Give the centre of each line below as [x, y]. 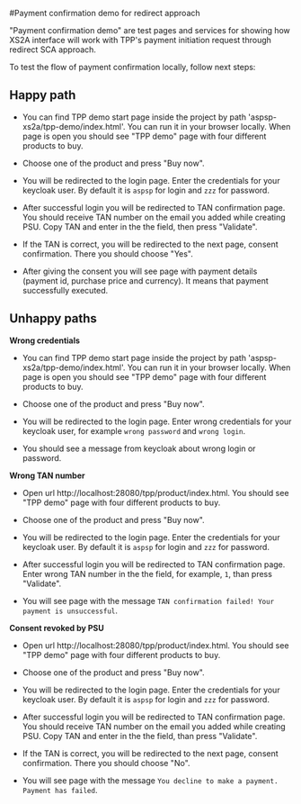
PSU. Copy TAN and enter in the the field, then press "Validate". [140, 226]
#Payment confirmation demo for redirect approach [105, 13]
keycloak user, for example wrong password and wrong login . [133, 430]
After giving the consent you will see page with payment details [140, 271]
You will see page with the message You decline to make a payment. [150, 780]
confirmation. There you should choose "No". [106, 763]
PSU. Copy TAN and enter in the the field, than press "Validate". [140, 736]
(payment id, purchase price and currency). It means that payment [146, 280]
